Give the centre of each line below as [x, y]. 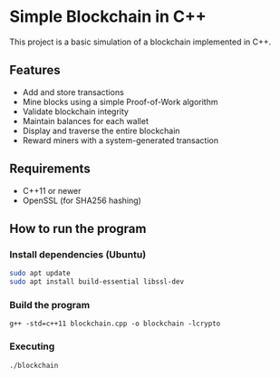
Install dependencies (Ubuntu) [78, 254]
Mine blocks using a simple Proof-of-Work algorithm [120, 102]
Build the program [50, 305]
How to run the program [78, 228]
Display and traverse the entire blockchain [101, 131]
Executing [32, 346]
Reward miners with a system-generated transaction [121, 140]
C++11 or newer [52, 190]
